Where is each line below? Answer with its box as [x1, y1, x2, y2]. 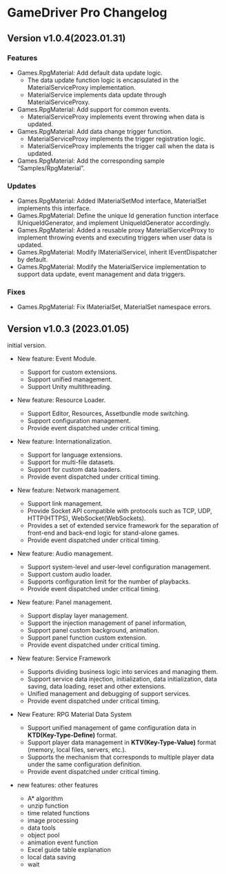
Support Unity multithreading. [27, 383, 112, 391]
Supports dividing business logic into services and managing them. [27, 668, 218, 676]
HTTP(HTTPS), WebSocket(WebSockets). [27, 514, 146, 522]
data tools [27, 824, 56, 832]
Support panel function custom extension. [27, 633, 147, 642]
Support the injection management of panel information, [27, 619, 187, 627]
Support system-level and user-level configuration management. [27, 563, 212, 571]
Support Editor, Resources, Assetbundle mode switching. [27, 409, 189, 418]
